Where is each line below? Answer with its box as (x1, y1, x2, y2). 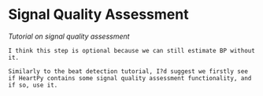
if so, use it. (8, 81, 58, 89)
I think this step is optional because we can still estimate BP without (8, 46, 256, 54)
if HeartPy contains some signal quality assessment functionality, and (8, 74, 252, 82)
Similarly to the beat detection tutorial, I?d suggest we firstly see (8, 67, 248, 76)
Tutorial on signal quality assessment (8, 31, 130, 41)
